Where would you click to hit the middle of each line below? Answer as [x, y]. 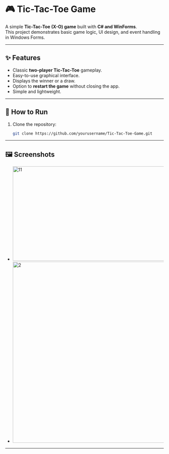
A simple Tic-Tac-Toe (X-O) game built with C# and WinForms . [71, 26]
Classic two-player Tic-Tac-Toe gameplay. [57, 70]
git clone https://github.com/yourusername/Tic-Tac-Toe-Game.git [82, 134]
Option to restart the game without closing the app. [66, 86]
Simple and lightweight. [37, 91]
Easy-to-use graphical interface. [46, 75]
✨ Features [23, 58]
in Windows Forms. [25, 37]
